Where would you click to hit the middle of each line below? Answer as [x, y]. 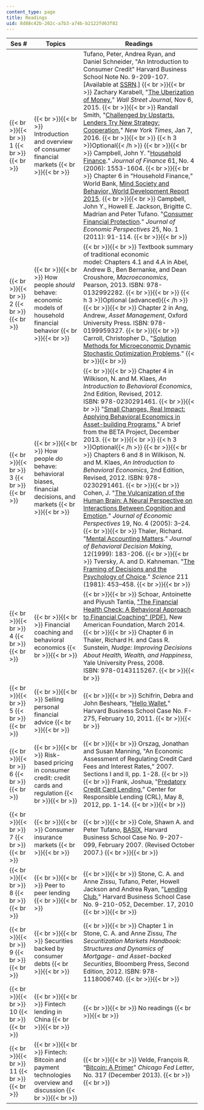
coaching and [54, 633]
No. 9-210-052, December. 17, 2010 [138, 905]
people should [54, 285]
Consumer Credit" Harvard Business [135, 69]
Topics [55, 44]
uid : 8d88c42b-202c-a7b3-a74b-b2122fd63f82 [62, 23]
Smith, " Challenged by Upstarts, [129, 115]
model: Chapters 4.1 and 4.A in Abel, [135, 262]
